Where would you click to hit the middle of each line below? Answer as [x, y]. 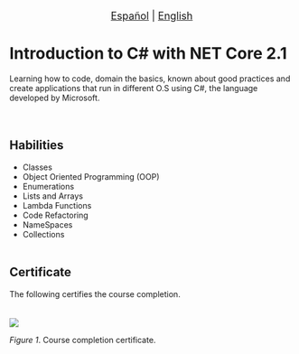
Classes [37, 167]
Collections [43, 234]
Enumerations [48, 186]
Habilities [37, 145]
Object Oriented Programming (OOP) [91, 176]
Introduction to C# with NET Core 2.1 [148, 54]
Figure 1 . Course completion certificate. [83, 340]
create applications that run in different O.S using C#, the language [134, 88]
